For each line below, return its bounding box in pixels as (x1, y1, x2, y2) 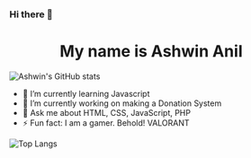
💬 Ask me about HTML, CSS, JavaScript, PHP (22, 107, 192, 118)
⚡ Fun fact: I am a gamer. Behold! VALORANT (22, 117, 191, 128)
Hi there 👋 (9, 8, 54, 21)
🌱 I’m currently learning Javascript (22, 88, 150, 99)
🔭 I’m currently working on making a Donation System (22, 98, 222, 109)
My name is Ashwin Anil (59, 41, 243, 62)
